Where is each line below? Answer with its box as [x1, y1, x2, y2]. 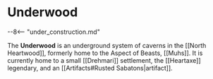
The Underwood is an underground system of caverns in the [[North [7, 41, 207, 49]
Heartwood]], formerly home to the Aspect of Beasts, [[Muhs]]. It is [7, 49, 203, 57]
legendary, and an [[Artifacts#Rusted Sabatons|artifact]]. [7, 63, 173, 72]
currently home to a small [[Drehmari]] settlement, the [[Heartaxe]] [7, 56, 201, 64]
